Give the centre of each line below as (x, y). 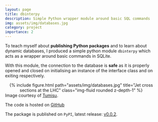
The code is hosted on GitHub (35, 105)
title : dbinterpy (22, 14)
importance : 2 (19, 32)
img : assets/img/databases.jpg (36, 23)
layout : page (18, 9)
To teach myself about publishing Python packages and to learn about (76, 46)
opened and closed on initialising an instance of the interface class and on (79, 70)
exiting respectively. (25, 76)
